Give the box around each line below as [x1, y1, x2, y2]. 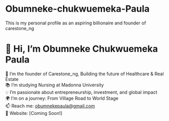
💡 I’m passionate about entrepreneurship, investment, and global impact [5, 89, 158, 95]
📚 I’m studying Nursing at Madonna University [5, 82, 104, 88]
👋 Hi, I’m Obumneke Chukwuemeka [5, 43, 158, 55]
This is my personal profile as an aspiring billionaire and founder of [5, 20, 146, 26]
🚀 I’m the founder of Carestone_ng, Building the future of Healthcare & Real [5, 71, 164, 77]
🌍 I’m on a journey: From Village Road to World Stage [5, 95, 119, 101]
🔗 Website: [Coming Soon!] [5, 110, 62, 116]
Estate [5, 76, 19, 82]
